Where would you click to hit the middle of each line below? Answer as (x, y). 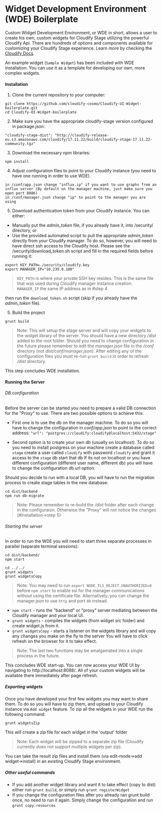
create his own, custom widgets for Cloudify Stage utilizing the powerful (77, 38)
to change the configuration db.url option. (54, 468)
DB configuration (22, 393)
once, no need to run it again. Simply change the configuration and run (82, 800)
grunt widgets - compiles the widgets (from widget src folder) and (78, 621)
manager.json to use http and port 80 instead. (62, 601)
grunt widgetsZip (22, 723)
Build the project (28, 313)
